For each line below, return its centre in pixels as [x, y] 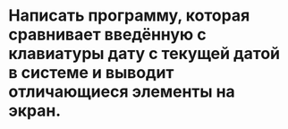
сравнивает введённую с [107, 34]
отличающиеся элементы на [122, 92]
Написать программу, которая [129, 16]
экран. [35, 111]
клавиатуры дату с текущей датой [144, 54]
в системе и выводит [91, 73]
